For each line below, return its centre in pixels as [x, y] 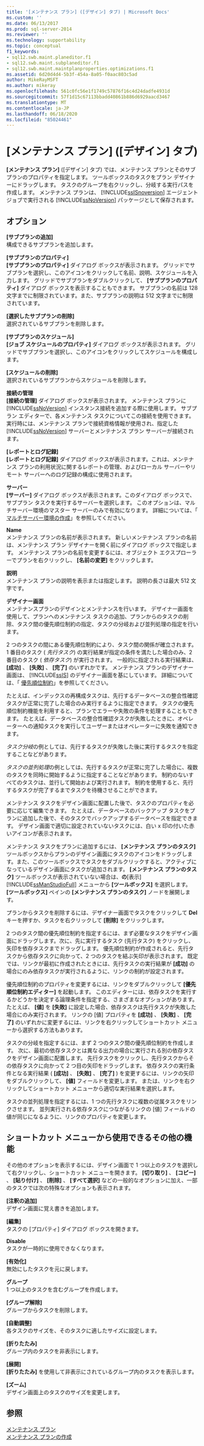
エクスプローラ [178, 552]
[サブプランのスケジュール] [40, 337]
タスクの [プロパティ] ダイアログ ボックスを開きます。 [74, 1229]
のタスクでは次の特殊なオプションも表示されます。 [70, 1188]
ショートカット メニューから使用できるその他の [95, 1137]
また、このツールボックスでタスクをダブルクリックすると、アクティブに [107, 862]
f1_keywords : [23, 52]
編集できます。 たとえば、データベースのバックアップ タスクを [111, 810]
